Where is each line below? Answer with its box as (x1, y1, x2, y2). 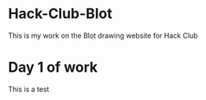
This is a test (8, 84, 50, 94)
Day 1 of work (8, 58, 98, 76)
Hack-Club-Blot (8, 5, 112, 23)
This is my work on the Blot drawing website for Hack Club (8, 31, 198, 40)
